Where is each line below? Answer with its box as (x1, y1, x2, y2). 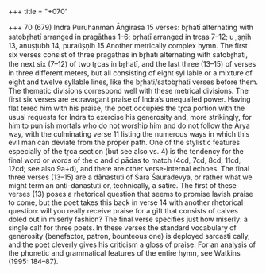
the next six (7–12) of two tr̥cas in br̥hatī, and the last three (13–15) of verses (8, 60, 256, 68)
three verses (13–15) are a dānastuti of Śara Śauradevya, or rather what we (8, 172, 253, 182)
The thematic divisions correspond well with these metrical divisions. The (8, 87, 249, 95)
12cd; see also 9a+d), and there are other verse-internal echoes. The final (8, 164, 250, 173)
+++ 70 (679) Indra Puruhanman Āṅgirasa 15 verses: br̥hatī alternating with (8, 23, 254, 32)
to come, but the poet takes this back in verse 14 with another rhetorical (8, 198, 244, 207)
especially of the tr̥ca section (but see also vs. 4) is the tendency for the (8, 147, 244, 156)
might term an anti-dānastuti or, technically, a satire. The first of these (8, 181, 237, 190)
